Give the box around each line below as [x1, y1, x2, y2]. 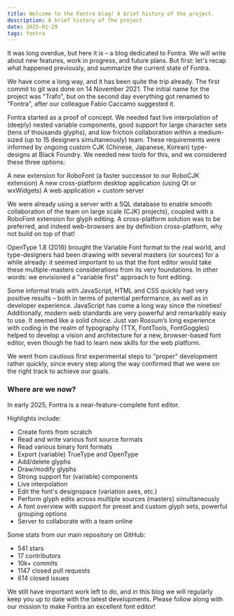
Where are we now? [7, 384, 76, 394]
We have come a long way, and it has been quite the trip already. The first [7, 78, 220, 86]
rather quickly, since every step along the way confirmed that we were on [7, 360, 220, 368]
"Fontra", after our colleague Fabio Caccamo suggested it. [7, 99, 175, 108]
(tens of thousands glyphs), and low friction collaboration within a [7, 128, 198, 136]
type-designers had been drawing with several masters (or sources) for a [7, 251, 219, 259]
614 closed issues [17, 573, 69, 582]
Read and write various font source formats [17, 435, 143, 443]
